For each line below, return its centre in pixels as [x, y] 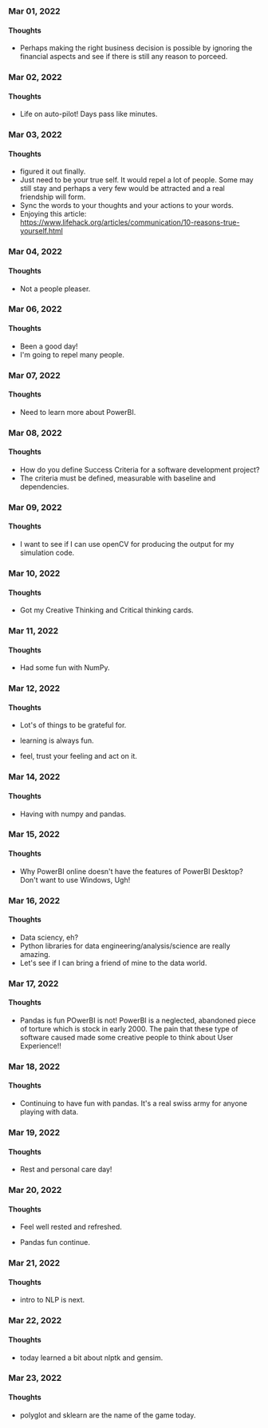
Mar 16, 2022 [34, 900]
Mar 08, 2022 [35, 433]
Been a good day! [49, 346]
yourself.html [41, 231]
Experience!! [41, 1046]
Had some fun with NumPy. [65, 668]
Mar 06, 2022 [35, 309]
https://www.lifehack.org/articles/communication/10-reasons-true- [130, 222]
